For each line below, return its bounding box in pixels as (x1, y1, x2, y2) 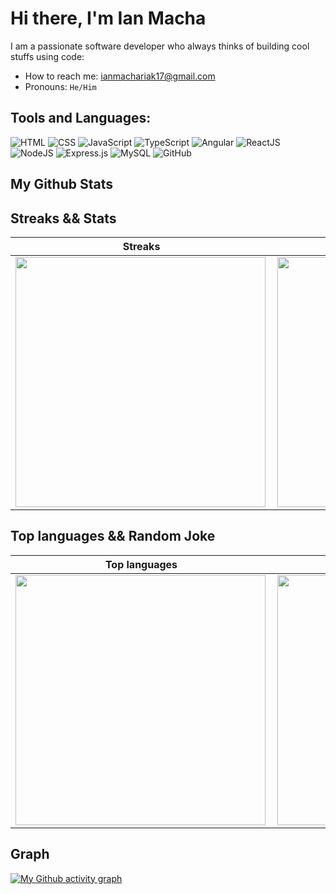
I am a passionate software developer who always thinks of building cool (10, 40, 310, 52)
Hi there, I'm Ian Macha (10, 7, 207, 30)
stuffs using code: (10, 50, 85, 62)
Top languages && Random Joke (10, 528, 216, 545)
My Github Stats (10, 176, 113, 193)
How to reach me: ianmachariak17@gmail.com (24, 70, 216, 82)
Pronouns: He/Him (24, 80, 97, 92)
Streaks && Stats (10, 210, 117, 227)
